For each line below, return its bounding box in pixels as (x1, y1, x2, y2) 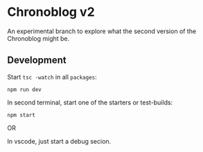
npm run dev (7, 86, 42, 93)
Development (7, 55, 67, 66)
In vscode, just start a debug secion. (7, 137, 112, 145)
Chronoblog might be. (7, 34, 70, 42)
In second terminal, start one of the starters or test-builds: (7, 98, 173, 106)
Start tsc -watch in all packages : (7, 73, 97, 81)
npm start (7, 111, 36, 118)
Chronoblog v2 (7, 4, 95, 20)
